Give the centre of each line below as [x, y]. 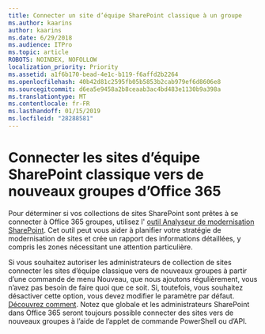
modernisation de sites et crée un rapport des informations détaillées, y [125, 238]
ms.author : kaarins [40, 23]
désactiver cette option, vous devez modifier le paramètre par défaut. [121, 296]
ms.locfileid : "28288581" [51, 119]
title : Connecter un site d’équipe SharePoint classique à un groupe [125, 15]
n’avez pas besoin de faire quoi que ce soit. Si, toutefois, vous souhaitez [126, 287]
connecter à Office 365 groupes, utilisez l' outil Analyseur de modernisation [131, 222]
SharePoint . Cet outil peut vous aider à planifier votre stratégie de [115, 230]
